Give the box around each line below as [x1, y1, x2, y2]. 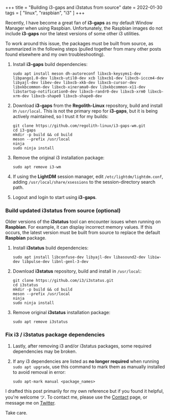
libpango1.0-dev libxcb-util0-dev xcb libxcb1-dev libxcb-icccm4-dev [12, 76, 164, 81]
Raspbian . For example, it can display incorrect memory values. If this [5, 224, 153, 230]
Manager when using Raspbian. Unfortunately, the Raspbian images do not [5, 25, 163, 31]
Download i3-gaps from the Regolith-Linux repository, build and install [12, 102, 163, 108]
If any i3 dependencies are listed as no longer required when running [12, 358, 159, 364]
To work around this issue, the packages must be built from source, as [5, 40, 154, 47]
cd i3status [12, 282, 38, 288]
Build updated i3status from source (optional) [5, 207, 121, 214]
